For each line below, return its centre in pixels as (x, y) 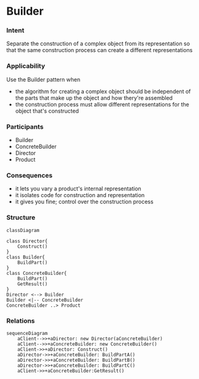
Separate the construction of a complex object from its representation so (98, 43)
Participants (25, 127)
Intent (15, 31)
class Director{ (27, 241)
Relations (21, 321)
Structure (21, 217)
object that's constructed (47, 111)
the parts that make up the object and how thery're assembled (94, 98)
